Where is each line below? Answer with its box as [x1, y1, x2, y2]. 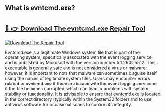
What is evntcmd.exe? [5, 4, 75, 12]
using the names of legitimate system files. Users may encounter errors [5, 76, 150, 81]
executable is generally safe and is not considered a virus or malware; [5, 65, 147, 71]
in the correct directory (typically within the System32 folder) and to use [5, 96, 152, 102]
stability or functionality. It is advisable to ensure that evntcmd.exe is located [5, 91, 161, 97]
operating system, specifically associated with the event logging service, [5, 55, 153, 60]
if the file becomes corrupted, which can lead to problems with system [5, 86, 149, 91]
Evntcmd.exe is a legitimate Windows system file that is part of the [5, 49, 140, 55]
